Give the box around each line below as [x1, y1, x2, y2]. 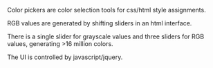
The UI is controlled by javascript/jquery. [7, 53, 123, 61]
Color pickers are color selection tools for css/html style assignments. [7, 6, 206, 14]
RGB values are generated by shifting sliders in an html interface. [7, 19, 192, 27]
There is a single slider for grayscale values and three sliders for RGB [7, 32, 205, 41]
